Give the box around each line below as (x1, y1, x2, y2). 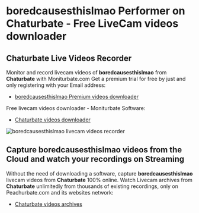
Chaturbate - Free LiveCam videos (6, 17, 179, 30)
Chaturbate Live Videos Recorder (6, 53, 132, 63)
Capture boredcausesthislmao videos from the (6, 145, 182, 155)
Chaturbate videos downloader (14, 116, 91, 123)
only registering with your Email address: (6, 82, 106, 89)
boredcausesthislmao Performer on (6, 4, 185, 18)
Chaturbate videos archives (14, 201, 83, 208)
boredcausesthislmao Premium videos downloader (14, 93, 139, 100)
